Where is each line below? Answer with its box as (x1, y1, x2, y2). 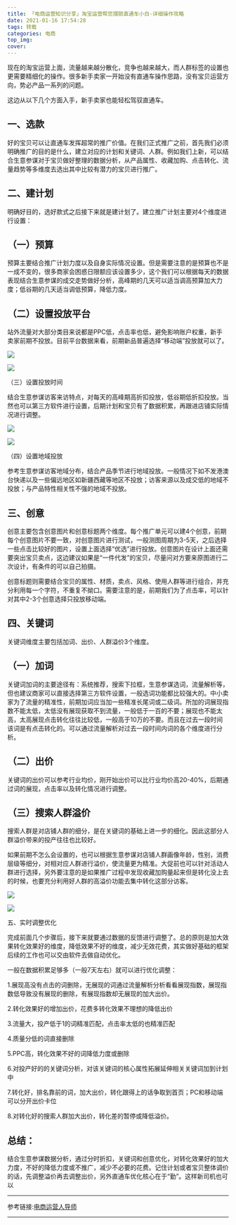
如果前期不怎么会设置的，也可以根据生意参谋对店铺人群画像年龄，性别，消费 (7, 850, 229, 859)
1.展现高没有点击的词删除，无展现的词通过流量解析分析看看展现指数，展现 (7, 981, 221, 989)
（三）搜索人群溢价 (7, 807, 91, 819)
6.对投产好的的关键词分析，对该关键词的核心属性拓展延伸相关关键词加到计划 (7, 1064, 228, 1073)
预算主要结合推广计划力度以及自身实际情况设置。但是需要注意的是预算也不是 (7, 258, 229, 268)
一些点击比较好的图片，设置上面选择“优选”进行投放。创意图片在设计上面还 (7, 545, 223, 553)
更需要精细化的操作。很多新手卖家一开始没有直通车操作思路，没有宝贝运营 (7, 72, 223, 80)
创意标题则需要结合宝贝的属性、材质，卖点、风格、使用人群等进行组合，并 (7, 577, 223, 586)
